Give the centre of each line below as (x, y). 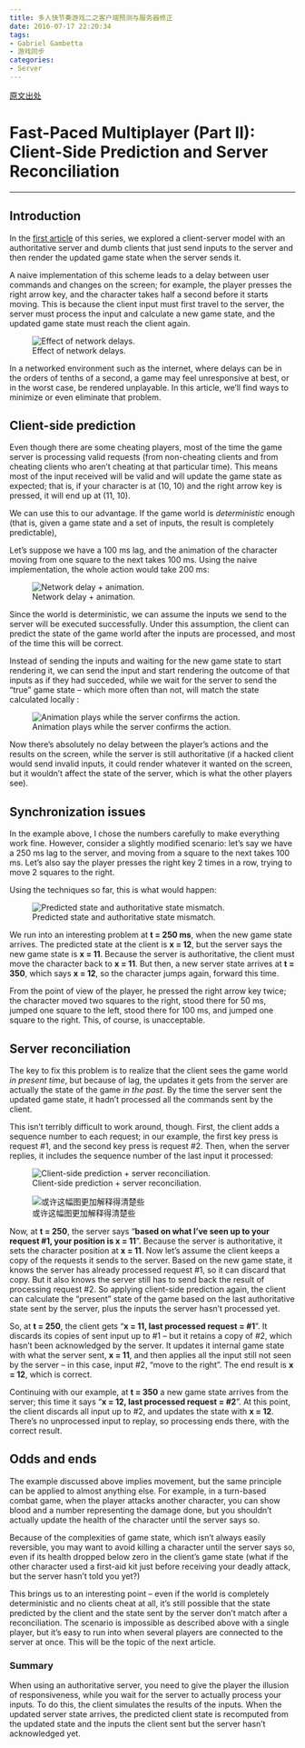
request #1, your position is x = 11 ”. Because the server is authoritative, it (146, 1241)
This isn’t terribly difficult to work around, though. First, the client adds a (144, 1127)
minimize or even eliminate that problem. (85, 397)
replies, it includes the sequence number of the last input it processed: (142, 1156)
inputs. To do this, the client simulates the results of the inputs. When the (146, 1704)
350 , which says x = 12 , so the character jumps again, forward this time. (144, 974)
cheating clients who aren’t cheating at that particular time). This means (144, 467)
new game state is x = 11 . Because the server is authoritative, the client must (152, 954)
